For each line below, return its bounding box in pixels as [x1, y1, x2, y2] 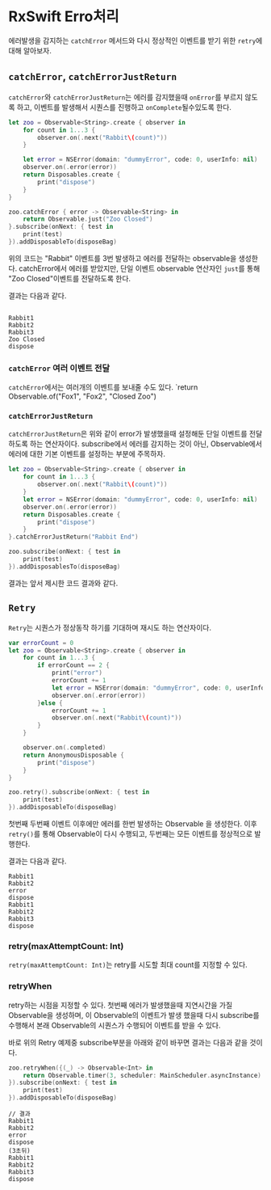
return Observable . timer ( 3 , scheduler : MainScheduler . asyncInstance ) [23, 1071, 262, 1079]
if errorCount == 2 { [37, 661, 110, 669]
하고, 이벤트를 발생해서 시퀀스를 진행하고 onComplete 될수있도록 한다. [16, 102, 232, 112]
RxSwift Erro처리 [8, 7, 119, 26]
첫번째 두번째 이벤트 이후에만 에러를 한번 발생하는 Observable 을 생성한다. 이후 [8, 819, 258, 829]
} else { [37, 698, 63, 707]
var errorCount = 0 [8, 639, 74, 647]
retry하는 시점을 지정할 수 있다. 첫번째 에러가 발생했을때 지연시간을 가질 [8, 1000, 233, 1010]
